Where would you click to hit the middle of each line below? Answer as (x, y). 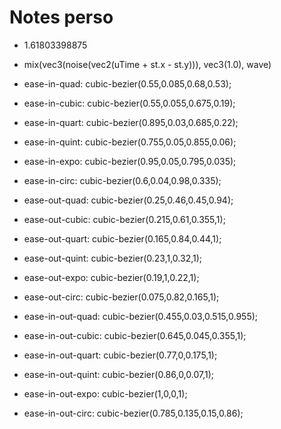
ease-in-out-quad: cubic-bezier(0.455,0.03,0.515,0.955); (141, 316)
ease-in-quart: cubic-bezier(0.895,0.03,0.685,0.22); (131, 122)
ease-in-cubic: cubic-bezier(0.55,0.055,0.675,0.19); (129, 103)
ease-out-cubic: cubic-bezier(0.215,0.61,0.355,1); (124, 219)
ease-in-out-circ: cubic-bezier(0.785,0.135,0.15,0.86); (133, 413)
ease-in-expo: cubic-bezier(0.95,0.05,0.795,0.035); (130, 161)
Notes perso (61, 17)
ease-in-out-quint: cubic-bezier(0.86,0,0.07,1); (119, 374)
